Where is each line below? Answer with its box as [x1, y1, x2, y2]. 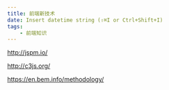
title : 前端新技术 [7, 10, 56, 17]
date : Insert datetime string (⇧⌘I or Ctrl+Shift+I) [7, 17, 163, 24]
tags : [7, 23, 23, 30]
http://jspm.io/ [7, 48, 48, 57]
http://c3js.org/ [7, 62, 51, 70]
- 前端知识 [19, 29, 47, 37]
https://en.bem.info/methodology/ [7, 75, 104, 84]
